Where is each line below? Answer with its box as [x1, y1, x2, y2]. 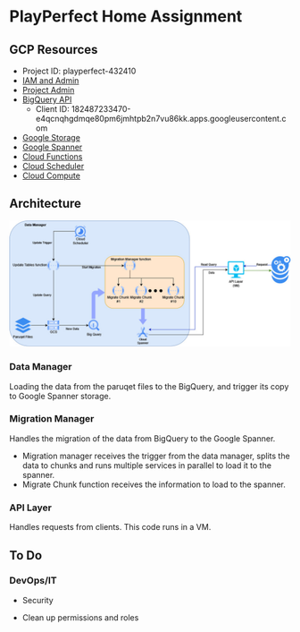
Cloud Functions [21, 151, 83, 162]
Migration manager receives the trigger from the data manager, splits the [21, 450, 290, 461]
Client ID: [35, 104, 70, 114]
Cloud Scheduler [21, 161, 85, 171]
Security [21, 594, 54, 605]
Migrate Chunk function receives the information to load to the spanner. [21, 479, 286, 490]
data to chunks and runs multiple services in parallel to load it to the [21, 459, 272, 471]
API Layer [9, 501, 52, 514]
